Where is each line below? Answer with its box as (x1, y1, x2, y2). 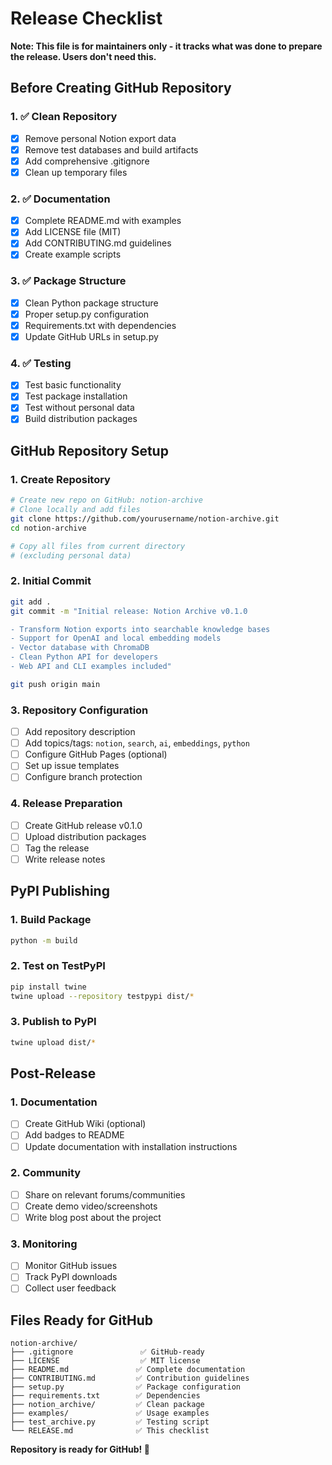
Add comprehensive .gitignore (24, 155, 150, 167)
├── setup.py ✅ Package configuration (10, 1382, 241, 1392)
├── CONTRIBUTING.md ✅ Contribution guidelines (10, 1373, 250, 1384)
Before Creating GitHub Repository (10, 80, 232, 97)
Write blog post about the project (24, 1211, 162, 1223)
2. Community (10, 1166, 82, 1180)
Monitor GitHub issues (24, 1260, 118, 1272)
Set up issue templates (24, 760, 120, 772)
